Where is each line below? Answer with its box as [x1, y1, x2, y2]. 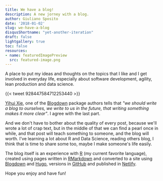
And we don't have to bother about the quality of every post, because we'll [5, 120, 157, 126]
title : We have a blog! [5, 7, 54, 12]
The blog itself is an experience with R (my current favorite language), [5, 151, 147, 156]
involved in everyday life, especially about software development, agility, [5, 76, 153, 82]
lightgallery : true [5, 39, 45, 44]
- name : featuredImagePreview [5, 52, 67, 58]
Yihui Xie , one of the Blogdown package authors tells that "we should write [5, 100, 157, 106]
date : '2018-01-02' [5, 21, 45, 26]
